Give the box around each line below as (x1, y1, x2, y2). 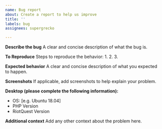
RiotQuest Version (12, 108, 50, 114)
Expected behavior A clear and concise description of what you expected (5, 63, 158, 69)
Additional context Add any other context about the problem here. (5, 118, 142, 124)
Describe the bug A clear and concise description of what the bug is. (5, 44, 148, 50)
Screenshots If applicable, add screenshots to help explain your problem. (5, 78, 157, 84)
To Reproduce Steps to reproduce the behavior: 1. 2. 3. (5, 53, 118, 60)
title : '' (5, 16, 26, 21)
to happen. (5, 68, 27, 75)
